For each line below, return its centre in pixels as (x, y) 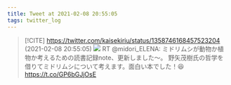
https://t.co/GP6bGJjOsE (60, 74)
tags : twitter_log (34, 20)
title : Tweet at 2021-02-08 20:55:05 (62, 14)
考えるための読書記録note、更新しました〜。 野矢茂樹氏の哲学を (130, 58)
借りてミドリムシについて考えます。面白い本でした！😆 (104, 66)
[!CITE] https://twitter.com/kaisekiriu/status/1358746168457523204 (122, 40)
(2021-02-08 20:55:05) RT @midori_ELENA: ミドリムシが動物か (121, 48)
